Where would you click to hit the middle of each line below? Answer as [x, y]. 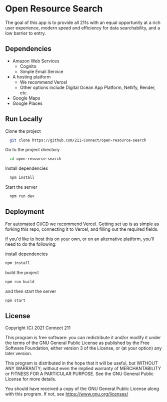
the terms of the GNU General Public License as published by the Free [77, 343]
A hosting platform [31, 77]
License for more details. [31, 379]
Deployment [25, 212]
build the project [22, 272]
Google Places [27, 103]
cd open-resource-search [35, 159]
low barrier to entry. [25, 33]
